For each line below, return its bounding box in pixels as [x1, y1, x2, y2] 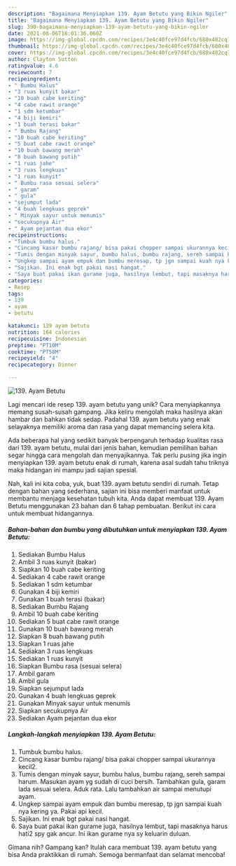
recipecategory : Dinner [8, 361, 78, 368]
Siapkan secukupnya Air [18, 706, 88, 715]
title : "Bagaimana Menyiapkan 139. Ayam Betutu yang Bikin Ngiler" [8, 17, 209, 24]
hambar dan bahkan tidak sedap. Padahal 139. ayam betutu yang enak [8, 415, 211, 424]
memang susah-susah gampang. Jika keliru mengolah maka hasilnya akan [8, 407, 223, 416]
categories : [8, 277, 43, 284]
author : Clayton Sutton [8, 56, 78, 63]
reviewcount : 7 [8, 69, 53, 76]
